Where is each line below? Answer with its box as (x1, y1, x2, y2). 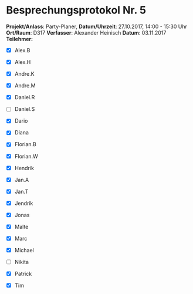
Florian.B (14, 141, 36, 148)
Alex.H (14, 59, 31, 65)
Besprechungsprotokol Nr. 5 (6, 4, 147, 17)
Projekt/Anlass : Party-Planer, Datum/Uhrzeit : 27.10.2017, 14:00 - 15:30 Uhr (6, 23, 188, 30)
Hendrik (14, 164, 34, 171)
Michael (14, 247, 34, 254)
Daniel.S (14, 106, 35, 113)
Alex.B (14, 46, 31, 53)
